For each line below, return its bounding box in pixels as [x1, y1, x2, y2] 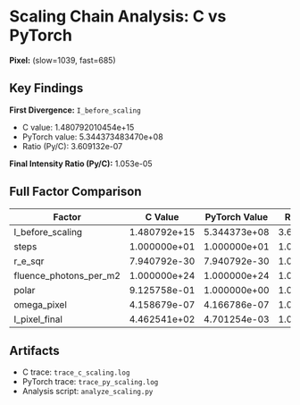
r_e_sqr [13, 255, 45, 267]
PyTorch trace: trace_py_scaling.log [21, 376, 159, 387]
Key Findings [9, 80, 84, 96]
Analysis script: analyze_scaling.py [21, 386, 154, 397]
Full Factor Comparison [9, 184, 142, 199]
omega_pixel [13, 298, 67, 310]
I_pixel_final [13, 313, 62, 325]
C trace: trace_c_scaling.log [21, 367, 130, 377]
